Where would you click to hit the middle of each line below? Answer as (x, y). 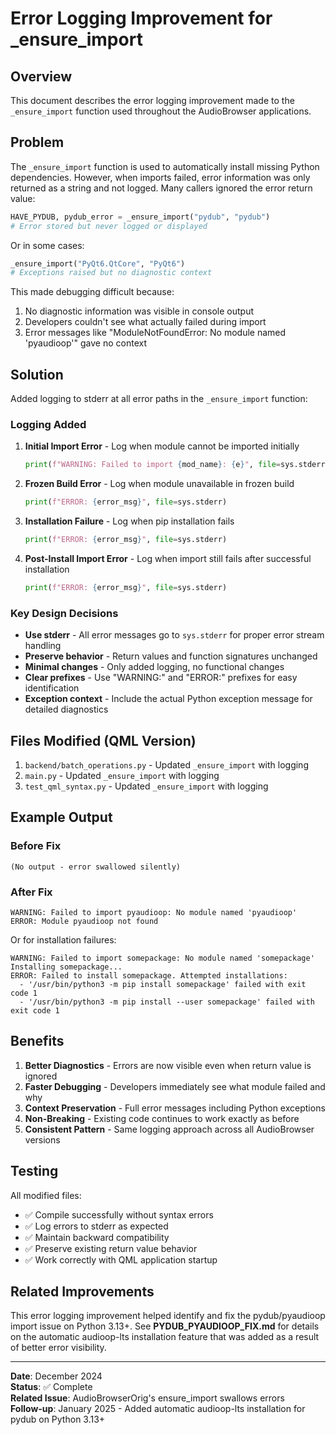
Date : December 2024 (56, 1376)
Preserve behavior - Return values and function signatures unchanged (171, 656)
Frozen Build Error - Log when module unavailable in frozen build (159, 484)
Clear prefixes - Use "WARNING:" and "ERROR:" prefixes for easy (161, 678)
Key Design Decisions (64, 613)
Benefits (37, 1041)
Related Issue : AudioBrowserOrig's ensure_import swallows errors (147, 1398)
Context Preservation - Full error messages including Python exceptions (175, 1108)
